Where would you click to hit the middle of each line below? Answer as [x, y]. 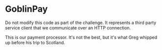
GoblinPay [26, 9]
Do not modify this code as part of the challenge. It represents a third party [81, 23]
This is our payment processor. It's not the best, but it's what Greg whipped [81, 37]
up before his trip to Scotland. [35, 42]
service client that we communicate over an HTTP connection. [68, 27]
